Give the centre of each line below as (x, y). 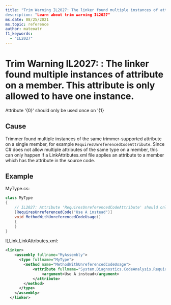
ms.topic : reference (27, 24)
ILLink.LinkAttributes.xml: (32, 241)
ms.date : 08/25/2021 (27, 19)
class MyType (19, 198)
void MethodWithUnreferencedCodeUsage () (58, 217)
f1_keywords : (19, 34)
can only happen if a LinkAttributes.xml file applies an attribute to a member (85, 155)
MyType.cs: (18, 189)
